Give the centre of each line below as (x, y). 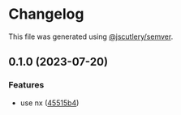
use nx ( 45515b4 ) (50, 103)
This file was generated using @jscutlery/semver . (91, 36)
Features (26, 85)
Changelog (46, 14)
